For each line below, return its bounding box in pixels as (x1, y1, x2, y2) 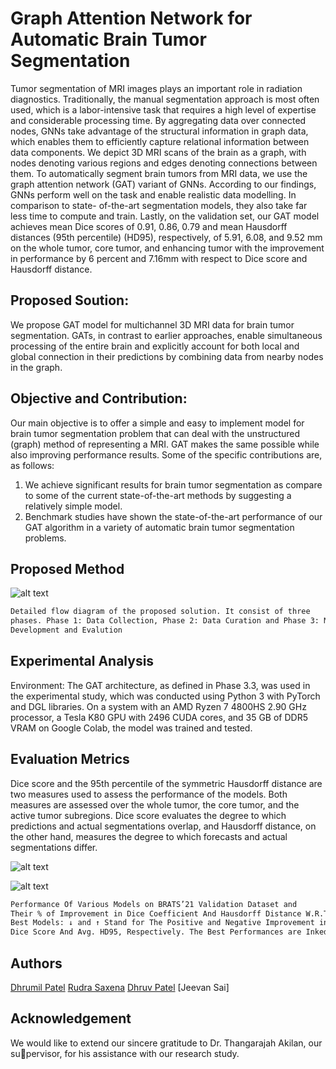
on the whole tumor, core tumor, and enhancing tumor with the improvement (10, 242, 325, 254)
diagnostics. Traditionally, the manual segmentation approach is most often (10, 93, 320, 105)
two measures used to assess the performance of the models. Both (10, 788, 288, 800)
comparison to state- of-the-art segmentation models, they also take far (10, 199, 308, 211)
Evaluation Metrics (10, 751, 130, 768)
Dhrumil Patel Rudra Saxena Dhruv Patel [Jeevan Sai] (10, 981, 230, 993)
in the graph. (10, 361, 63, 373)
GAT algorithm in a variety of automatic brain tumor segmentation (24, 521, 295, 533)
